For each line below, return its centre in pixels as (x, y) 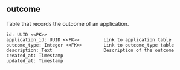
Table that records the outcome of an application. (68, 23)
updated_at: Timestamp (35, 61)
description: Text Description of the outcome (90, 50)
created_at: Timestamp (35, 56)
